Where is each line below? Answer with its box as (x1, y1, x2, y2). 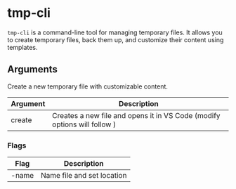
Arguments (7, 63, 58, 75)
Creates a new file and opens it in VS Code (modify (52, 110, 221, 120)
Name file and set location (41, 171, 127, 181)
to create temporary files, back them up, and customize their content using (7, 35, 224, 44)
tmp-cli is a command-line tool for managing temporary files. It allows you (7, 28, 223, 37)
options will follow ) (52, 119, 117, 129)
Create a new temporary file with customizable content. (7, 82, 169, 91)
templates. (7, 43, 38, 51)
